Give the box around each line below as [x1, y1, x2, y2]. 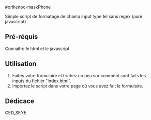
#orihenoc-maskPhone [5, 4, 51, 10]
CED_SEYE [5, 110, 27, 116]
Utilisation [5, 60, 37, 68]
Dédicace [5, 97, 35, 105]
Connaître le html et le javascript [5, 46, 70, 51]
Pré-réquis [5, 33, 38, 41]
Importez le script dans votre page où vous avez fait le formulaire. [12, 83, 144, 89]
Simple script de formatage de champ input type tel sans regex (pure [5, 14, 143, 19]
